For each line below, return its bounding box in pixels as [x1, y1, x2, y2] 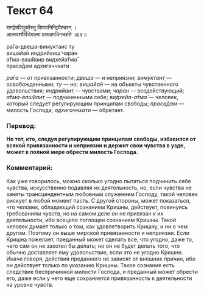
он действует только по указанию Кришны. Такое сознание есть [6, 261, 175, 268]
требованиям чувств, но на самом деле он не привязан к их [6, 209, 164, 217]
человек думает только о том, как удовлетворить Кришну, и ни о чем [6, 223, 188, 230]
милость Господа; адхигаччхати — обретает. [6, 106, 125, 113]
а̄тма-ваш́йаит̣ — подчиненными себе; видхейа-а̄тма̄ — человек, [6, 93, 178, 100]
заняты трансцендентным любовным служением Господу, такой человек [6, 190, 198, 198]
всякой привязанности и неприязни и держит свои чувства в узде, [6, 142, 186, 149]
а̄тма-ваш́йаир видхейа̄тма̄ [6, 55, 77, 63]
